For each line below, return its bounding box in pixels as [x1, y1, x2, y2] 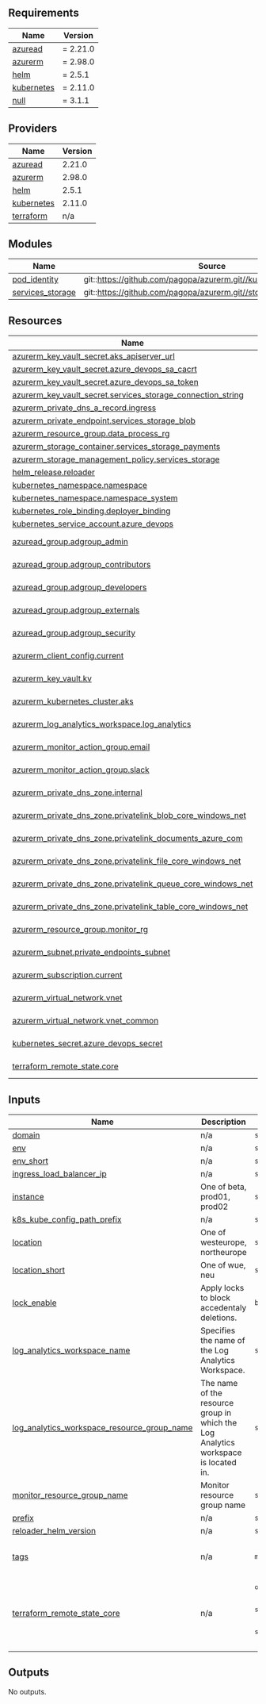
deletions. [200, 1312, 237, 1323]
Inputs [8, 1092, 41, 1106]
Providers [8, 122, 58, 136]
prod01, [200, 1192, 231, 1203]
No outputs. [8, 1687, 47, 1696]
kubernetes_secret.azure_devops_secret [12, 1038, 163, 1050]
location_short [12, 1265, 66, 1276]
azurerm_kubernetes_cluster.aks [12, 696, 134, 707]
